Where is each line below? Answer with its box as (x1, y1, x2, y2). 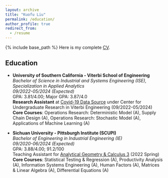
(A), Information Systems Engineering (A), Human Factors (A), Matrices (12, 161, 159, 168)
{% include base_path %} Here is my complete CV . (5, 45, 110, 50)
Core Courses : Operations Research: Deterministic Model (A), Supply (12, 109, 156, 115)
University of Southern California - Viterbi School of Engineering (12, 72, 150, 78)
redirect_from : (5, 26, 37, 31)
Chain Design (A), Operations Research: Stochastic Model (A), (12, 115, 141, 121)
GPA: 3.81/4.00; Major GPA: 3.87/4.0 (12, 93, 88, 99)
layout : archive (5, 7, 39, 13)
